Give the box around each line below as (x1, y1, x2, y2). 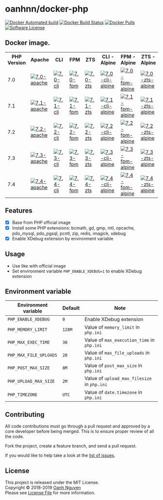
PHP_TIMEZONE (7, 392, 38, 397)
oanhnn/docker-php (5, 3, 89, 15)
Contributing (5, 410, 45, 419)
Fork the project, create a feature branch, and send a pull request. (5, 443, 137, 449)
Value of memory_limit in (84, 324, 140, 331)
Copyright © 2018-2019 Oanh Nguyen (5, 485, 81, 490)
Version (7, 59, 26, 66)
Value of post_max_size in (84, 362, 142, 369)
